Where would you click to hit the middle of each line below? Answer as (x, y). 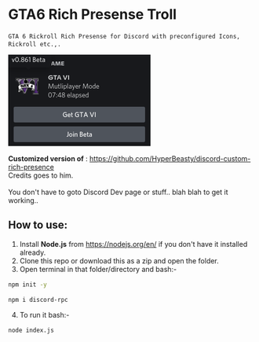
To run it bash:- (44, 314)
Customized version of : (48, 158)
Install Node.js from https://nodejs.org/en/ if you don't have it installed (133, 244)
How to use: (38, 225)
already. (33, 252)
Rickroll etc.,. (35, 44)
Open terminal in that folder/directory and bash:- (98, 269)
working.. (24, 200)
